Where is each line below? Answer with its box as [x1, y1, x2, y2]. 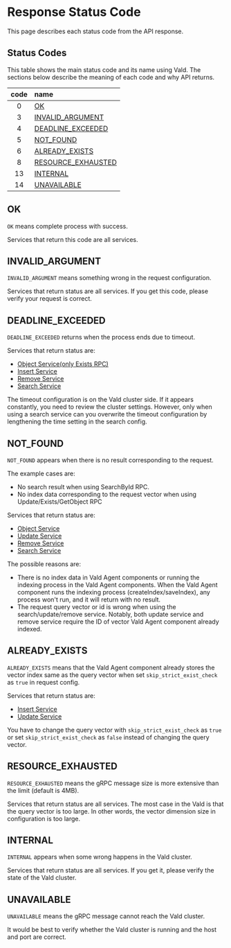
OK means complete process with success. [7, 222, 128, 230]
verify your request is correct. [7, 295, 92, 303]
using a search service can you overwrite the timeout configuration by [7, 410, 207, 419]
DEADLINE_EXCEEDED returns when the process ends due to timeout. [7, 333, 196, 342]
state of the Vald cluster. [7, 874, 77, 882]
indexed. [17, 625, 42, 633]
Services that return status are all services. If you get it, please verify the [7, 866, 214, 875]
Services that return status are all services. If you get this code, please [7, 287, 209, 295]
